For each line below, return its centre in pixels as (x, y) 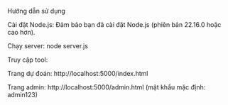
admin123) (22, 95)
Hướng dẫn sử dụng (37, 11)
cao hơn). (21, 32)
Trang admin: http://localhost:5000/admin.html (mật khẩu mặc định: (107, 87)
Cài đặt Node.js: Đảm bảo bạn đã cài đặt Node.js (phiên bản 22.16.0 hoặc (114, 24)
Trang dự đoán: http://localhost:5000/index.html (78, 73)
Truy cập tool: (28, 60)
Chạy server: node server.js (48, 46)
